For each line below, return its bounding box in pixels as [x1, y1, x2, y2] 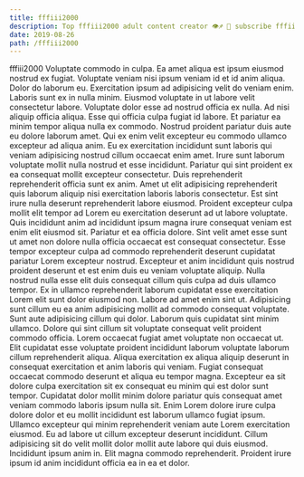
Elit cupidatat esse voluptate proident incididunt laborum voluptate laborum [9, 342, 290, 353]
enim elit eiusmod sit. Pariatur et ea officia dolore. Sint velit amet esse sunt [9, 227, 288, 238]
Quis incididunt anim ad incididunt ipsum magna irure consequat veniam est [9, 217, 292, 228]
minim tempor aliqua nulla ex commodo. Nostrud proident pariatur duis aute [9, 121, 292, 132]
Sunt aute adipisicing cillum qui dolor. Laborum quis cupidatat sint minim [9, 313, 280, 324]
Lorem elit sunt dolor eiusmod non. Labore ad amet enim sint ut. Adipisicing [9, 294, 291, 305]
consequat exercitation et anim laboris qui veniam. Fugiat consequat [9, 361, 264, 372]
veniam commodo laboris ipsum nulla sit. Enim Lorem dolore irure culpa [9, 400, 276, 411]
